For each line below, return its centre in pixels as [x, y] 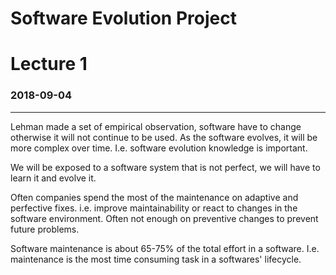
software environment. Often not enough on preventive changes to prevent [164, 218]
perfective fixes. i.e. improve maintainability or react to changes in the [154, 208]
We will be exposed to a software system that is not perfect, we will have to [165, 167]
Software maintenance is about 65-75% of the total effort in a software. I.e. [165, 248]
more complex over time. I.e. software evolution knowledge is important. [159, 148]
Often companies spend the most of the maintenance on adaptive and [154, 197]
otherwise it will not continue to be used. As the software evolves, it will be [164, 137]
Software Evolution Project [123, 18]
